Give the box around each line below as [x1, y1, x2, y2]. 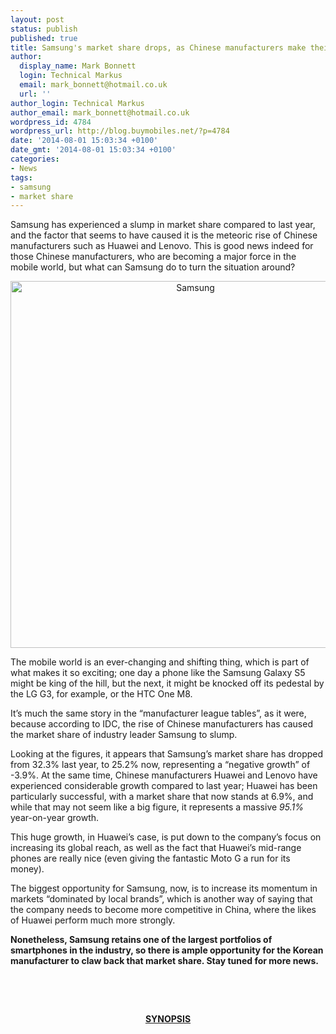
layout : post [10, 14, 65, 25]
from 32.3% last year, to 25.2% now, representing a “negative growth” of [10, 759, 311, 771]
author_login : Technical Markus [10, 98, 145, 108]
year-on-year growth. [10, 812, 100, 824]
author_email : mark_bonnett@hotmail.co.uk [10, 107, 190, 118]
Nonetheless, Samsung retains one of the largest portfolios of [10, 934, 273, 946]
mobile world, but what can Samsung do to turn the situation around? [10, 261, 296, 273]
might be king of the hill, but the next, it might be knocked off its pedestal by [10, 677, 325, 690]
